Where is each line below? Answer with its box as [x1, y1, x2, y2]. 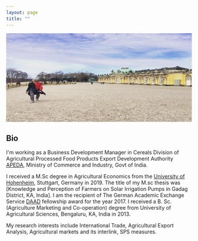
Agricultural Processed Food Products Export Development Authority [6, 155, 174, 162]
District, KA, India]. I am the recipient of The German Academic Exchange [6, 192, 184, 199]
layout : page [6, 9, 38, 15]
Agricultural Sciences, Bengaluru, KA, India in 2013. [6, 210, 131, 218]
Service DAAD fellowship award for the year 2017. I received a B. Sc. [6, 198, 172, 205]
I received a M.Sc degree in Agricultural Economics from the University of [6, 173, 185, 180]
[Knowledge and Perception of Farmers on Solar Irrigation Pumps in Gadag [6, 185, 188, 193]
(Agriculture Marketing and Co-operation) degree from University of [6, 204, 171, 211]
